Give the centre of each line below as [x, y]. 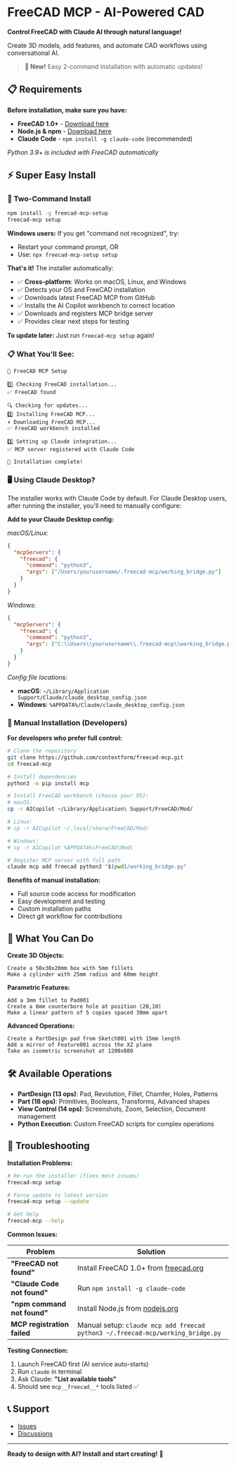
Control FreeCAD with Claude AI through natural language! [94, 32]
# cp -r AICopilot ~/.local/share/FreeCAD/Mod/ [78, 828]
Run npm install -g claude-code [131, 1288]
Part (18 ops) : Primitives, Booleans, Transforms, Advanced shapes [113, 1101]
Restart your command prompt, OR [68, 247]
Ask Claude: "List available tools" [67, 1379]
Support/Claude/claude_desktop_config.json [82, 698]
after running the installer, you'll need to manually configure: [94, 505]
